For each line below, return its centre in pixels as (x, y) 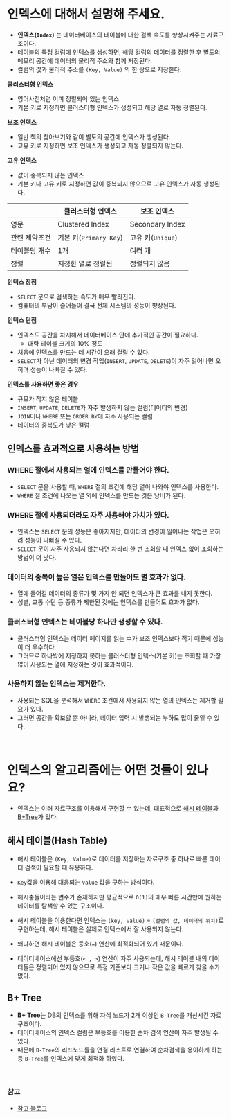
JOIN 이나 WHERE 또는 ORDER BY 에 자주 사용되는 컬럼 (85, 416)
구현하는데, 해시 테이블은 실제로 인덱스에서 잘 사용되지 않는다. (100, 928)
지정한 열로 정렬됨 (85, 263)
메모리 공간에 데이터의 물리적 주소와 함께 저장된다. (84, 60)
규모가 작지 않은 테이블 (48, 398)
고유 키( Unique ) (154, 238)
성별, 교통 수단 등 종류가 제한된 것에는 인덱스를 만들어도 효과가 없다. (108, 602)
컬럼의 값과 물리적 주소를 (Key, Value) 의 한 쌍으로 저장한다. (99, 69)
